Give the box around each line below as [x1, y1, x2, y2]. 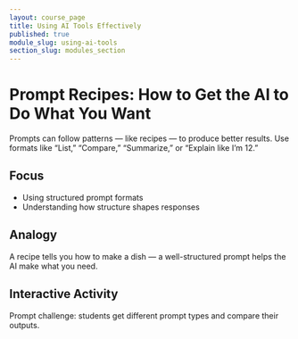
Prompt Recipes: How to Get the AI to [9, 85, 290, 105]
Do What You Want [9, 103, 152, 124]
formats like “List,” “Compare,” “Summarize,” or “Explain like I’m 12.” [9, 143, 259, 153]
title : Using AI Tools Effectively [9, 21, 142, 30]
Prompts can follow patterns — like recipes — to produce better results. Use [9, 133, 290, 144]
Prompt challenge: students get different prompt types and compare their [9, 310, 279, 321]
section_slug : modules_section [9, 46, 126, 55]
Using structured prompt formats [21, 192, 144, 203]
